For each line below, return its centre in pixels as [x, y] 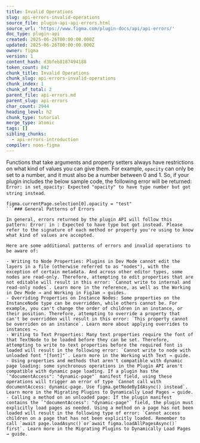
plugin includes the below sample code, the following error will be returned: [99, 181]
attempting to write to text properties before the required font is [95, 345]
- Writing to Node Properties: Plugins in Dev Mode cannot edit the [93, 261]
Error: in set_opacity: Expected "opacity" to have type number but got [99, 187]
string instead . [26, 193]
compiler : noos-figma [33, 145]
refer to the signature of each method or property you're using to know [100, 230]
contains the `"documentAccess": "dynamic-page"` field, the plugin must [100, 402]
